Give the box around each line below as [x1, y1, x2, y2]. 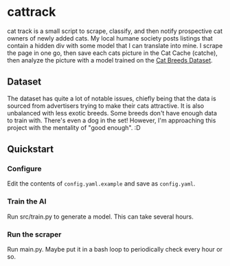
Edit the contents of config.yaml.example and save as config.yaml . [7, 179, 196, 188]
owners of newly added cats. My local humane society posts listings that [7, 34, 213, 42]
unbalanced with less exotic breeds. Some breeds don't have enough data [7, 109, 218, 117]
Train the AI [7, 197, 47, 206]
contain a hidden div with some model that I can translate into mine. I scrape [7, 41, 223, 49]
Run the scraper [7, 230, 62, 239]
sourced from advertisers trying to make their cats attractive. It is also [7, 101, 205, 110]
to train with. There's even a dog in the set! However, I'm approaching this [7, 116, 216, 124]
